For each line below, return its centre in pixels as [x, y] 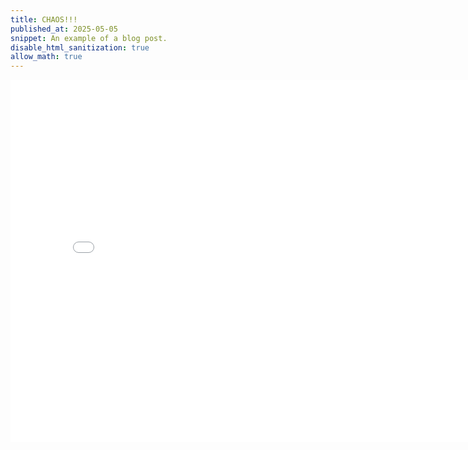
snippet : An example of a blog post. [89, 38]
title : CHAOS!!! [44, 19]
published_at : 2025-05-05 [64, 29]
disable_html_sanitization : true [80, 47]
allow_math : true [46, 57]
